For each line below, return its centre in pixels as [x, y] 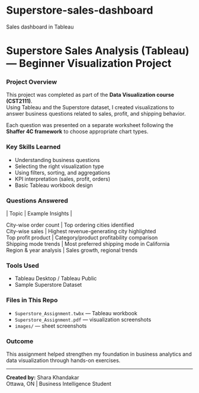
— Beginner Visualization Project [89, 64]
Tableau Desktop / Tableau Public [56, 278]
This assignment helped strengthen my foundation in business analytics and [99, 354]
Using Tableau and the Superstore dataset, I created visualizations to [90, 107]
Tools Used [23, 265]
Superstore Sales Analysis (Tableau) [98, 51]
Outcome [20, 341]
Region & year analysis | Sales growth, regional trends [72, 251]
